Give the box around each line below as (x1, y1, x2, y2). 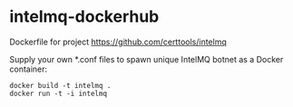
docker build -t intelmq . (9, 81, 112, 90)
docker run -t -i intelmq (9, 89, 107, 98)
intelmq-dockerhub (9, 6, 160, 27)
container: (9, 63, 48, 74)
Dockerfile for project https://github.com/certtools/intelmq (9, 36, 227, 47)
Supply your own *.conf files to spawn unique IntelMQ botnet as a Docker (9, 53, 284, 64)
